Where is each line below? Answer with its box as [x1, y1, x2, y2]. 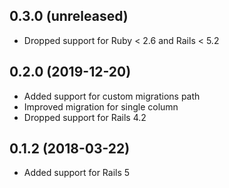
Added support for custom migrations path [23, 90, 201, 102]
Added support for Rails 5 [23, 167, 131, 179]
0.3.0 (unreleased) [9, 8, 129, 25]
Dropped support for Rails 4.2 [23, 111, 147, 123]
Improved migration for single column [23, 100, 179, 113]
